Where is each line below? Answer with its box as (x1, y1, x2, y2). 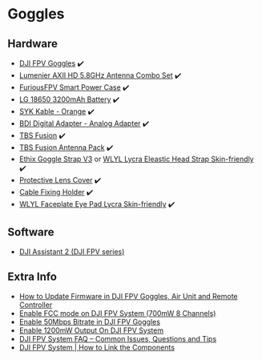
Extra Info (7, 270, 58, 284)
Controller (18, 300, 53, 309)
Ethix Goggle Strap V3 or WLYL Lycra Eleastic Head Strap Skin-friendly (18, 154, 254, 164)
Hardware (7, 37, 58, 51)
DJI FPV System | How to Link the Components (18, 342, 175, 352)
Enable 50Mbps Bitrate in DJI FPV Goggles (18, 317, 161, 326)
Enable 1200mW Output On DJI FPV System (18, 326, 164, 335)
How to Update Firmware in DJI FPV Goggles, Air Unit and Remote (18, 291, 238, 301)
